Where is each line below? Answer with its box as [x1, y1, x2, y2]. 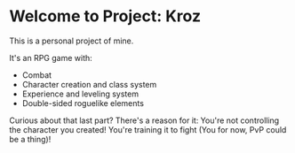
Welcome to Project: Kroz [9, 6, 202, 27]
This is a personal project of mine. [9, 35, 134, 46]
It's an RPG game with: [9, 52, 93, 63]
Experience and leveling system [21, 88, 140, 99]
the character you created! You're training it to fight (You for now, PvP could [9, 124, 287, 134]
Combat [21, 69, 52, 80]
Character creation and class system [21, 79, 157, 89]
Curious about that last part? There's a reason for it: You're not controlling [9, 115, 280, 126]
